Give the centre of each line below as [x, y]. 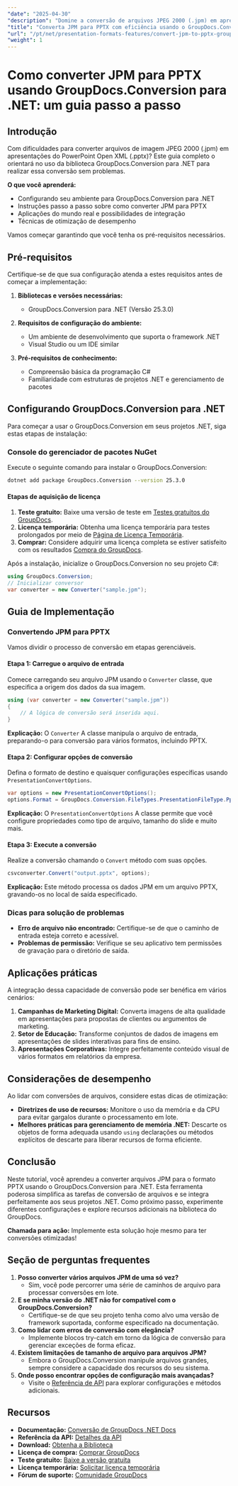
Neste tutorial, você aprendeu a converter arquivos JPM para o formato [112, 1179]
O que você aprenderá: [42, 185]
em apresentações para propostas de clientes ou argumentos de [112, 1019]
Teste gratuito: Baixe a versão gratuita [74, 1460]
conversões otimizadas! [42, 1238]
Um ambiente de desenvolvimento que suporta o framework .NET [124, 337]
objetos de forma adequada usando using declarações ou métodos [115, 1132]
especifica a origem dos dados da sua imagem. [76, 687]
